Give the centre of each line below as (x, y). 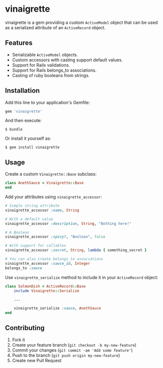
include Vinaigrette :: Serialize (46, 291)
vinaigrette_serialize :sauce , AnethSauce (57, 308)
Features (19, 43)
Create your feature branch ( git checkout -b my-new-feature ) (74, 345)
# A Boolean (17, 232)
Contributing (25, 328)
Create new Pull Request (37, 360)
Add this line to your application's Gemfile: (47, 102)
